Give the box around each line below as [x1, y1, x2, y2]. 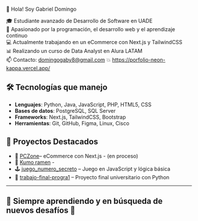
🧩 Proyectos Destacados [6, 137, 98, 147]
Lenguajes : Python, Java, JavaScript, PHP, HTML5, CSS [14, 101, 152, 108]
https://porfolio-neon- [111, 56, 166, 63]
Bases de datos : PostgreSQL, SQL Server [14, 107, 116, 114]
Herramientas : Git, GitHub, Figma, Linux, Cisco [14, 119, 130, 126]
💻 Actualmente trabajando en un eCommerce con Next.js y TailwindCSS [6, 39, 183, 45]
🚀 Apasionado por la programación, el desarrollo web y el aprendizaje [6, 26, 176, 32]
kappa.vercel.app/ [6, 65, 51, 72]
